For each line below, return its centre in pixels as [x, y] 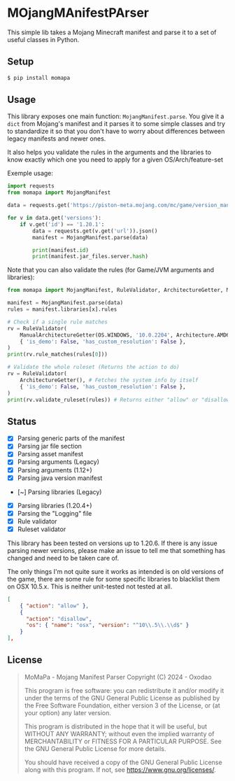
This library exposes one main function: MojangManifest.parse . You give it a [116, 116]
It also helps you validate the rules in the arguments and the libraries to [109, 153]
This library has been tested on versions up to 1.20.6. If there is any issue [113, 543]
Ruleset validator [42, 529]
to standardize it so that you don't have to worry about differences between [116, 132]
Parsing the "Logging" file [55, 513]
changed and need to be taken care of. [63, 558]
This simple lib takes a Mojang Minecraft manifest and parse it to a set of [112, 32]
